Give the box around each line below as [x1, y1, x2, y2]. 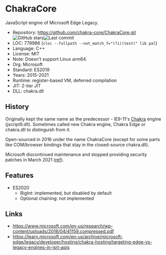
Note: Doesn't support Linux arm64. [12, 56, 87, 62]
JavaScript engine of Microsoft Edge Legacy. [5, 20, 99, 26]
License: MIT [12, 51, 40, 57]
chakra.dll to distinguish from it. [5, 126, 71, 133]
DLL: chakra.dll [12, 88, 44, 94]
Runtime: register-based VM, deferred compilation [12, 77, 117, 83]
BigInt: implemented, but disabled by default [20, 190, 112, 196]
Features [5, 171, 34, 180]
